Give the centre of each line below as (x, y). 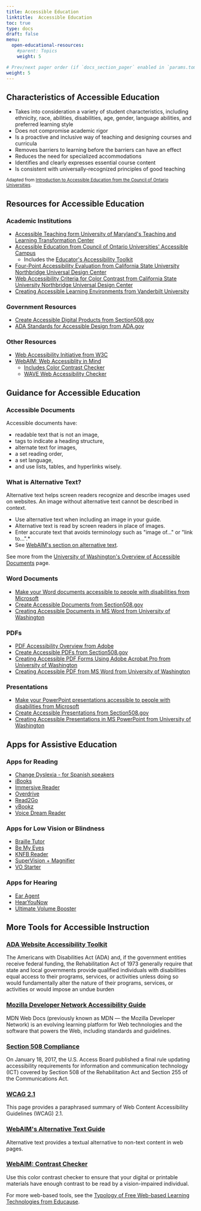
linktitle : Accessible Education (49, 17)
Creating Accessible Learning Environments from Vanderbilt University (102, 291)
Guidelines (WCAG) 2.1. (35, 1114)
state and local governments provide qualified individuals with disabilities (96, 970)
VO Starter (28, 867)
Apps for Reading (32, 761)
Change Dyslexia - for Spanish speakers (65, 775)
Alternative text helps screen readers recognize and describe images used (98, 495)
